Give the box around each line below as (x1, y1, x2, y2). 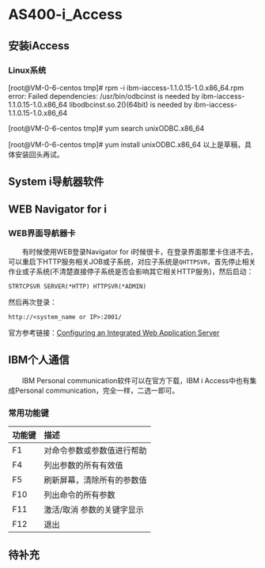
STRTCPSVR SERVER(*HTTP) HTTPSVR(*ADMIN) (8, 282, 147, 290)
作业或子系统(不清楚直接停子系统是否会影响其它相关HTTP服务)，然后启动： (8, 266, 254, 276)
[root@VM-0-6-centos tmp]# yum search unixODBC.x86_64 (8, 123, 205, 133)
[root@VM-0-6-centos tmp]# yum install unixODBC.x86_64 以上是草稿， (8, 140, 245, 149)
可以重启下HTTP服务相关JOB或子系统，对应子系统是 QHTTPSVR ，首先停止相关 (8, 257, 256, 266)
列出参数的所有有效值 (44, 460, 124, 471)
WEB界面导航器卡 (8, 228, 76, 239)
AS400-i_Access (8, 6, 123, 24)
